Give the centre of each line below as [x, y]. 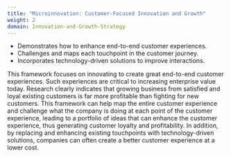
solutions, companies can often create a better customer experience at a [111, 140]
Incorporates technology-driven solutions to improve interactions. [111, 61]
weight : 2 [22, 20]
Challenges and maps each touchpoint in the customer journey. [108, 53]
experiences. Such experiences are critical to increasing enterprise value [112, 82]
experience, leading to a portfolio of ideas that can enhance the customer [112, 118]
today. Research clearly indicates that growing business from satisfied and [114, 89]
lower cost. [23, 148]
